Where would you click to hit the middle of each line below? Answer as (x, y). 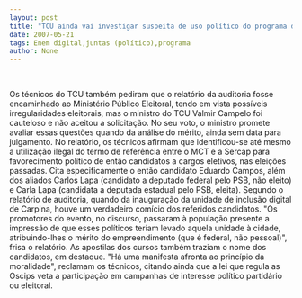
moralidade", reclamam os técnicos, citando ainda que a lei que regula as (145, 266)
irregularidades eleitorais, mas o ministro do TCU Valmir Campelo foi (136, 113)
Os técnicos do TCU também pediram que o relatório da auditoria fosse (142, 95)
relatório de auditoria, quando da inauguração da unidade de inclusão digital (151, 200)
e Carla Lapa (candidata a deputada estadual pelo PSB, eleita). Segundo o (147, 190)
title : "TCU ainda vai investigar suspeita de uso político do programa (148, 26)
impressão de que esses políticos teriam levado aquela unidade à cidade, (145, 228)
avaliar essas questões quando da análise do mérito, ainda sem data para (145, 132)
